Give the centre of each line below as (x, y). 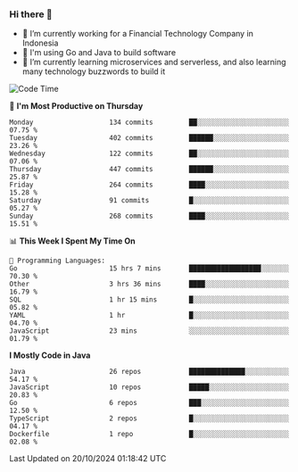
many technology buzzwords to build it (94, 71)
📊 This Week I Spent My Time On (72, 241)
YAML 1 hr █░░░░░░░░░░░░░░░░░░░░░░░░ (149, 316)
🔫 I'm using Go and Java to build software (99, 53)
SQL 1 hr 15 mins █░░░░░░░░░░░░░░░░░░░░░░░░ (149, 300)
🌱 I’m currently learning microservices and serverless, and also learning (154, 62)
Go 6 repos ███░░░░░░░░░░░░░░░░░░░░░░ (149, 403)
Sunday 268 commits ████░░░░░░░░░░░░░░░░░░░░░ (149, 216)
